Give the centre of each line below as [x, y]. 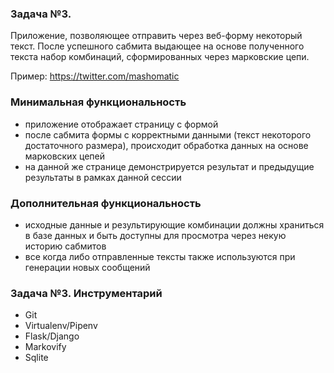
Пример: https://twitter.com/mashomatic [95, 76]
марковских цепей [65, 156]
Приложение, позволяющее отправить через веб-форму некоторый [156, 36]
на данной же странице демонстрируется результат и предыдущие [169, 166]
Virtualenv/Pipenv [61, 326]
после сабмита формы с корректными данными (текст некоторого [168, 134]
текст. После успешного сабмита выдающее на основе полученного [157, 46]
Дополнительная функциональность [106, 203]
